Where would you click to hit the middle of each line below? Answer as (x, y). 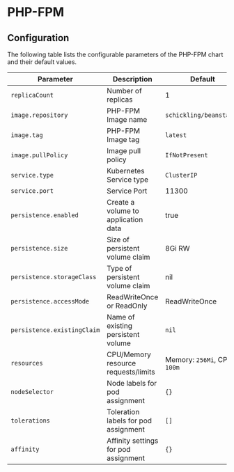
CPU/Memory (129, 354)
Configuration (38, 38)
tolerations (31, 421)
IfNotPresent (186, 155)
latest (175, 135)
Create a (121, 202)
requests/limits (131, 372)
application (125, 220)
